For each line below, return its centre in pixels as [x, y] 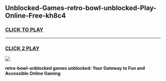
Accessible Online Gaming [33, 73]
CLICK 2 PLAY [22, 48]
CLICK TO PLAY [24, 30]
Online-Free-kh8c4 [36, 16]
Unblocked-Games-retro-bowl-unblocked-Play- [81, 8]
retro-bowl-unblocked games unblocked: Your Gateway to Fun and [75, 68]
